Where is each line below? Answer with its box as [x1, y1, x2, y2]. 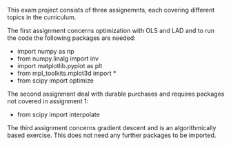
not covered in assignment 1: [7, 97, 89, 105]
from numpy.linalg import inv [17, 54, 99, 63]
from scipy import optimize [17, 76, 94, 85]
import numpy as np [17, 48, 74, 55]
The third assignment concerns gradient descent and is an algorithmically [7, 124, 217, 132]
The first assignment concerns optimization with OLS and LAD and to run [7, 27, 215, 34]
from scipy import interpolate [17, 110, 100, 118]
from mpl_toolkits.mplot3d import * [17, 69, 117, 77]
